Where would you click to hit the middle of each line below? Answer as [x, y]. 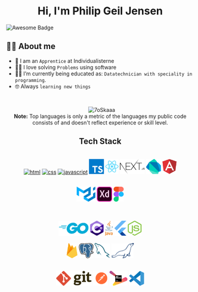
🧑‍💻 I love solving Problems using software [66, 67]
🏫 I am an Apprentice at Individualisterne [64, 60]
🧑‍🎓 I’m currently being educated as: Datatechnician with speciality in [103, 74]
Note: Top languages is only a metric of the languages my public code [100, 116]
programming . [30, 80]
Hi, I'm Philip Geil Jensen [100, 11]
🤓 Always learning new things [53, 86]
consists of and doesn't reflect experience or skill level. [100, 122]
